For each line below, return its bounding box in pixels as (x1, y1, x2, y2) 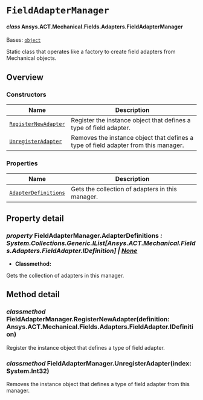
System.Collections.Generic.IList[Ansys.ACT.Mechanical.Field (6, 238, 196, 247)
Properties (6, 159, 38, 168)
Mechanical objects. (6, 54, 57, 62)
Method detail (6, 289, 60, 300)
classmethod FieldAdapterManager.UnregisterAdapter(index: (6, 359, 192, 367)
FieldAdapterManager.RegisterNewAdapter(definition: (6, 315, 170, 324)
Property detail (6, 213, 65, 223)
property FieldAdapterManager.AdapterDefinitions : (6, 231, 163, 240)
